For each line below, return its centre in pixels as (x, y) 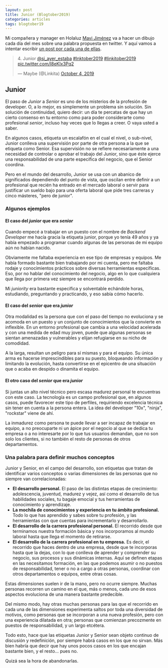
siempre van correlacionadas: (36, 479)
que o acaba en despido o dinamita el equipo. (52, 369)
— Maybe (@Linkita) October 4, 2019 (56, 74)
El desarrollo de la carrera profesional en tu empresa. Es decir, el (81, 542)
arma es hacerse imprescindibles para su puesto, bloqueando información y (84, 358)
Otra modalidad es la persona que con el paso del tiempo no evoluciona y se (84, 316)
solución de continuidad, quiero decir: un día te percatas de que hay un (79, 112)
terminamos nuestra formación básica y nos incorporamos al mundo (83, 531)
